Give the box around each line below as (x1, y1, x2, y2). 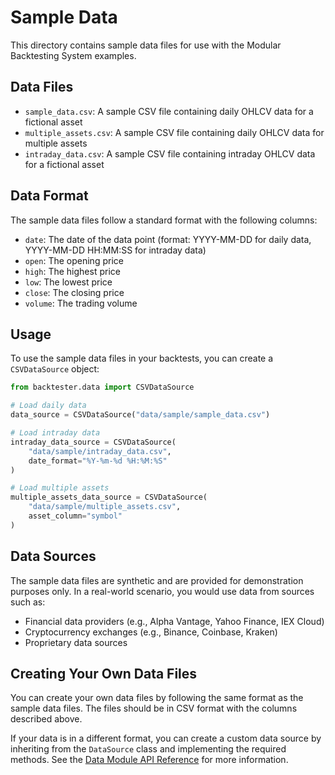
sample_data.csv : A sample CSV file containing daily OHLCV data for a (24, 105, 314, 117)
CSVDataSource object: (10, 363, 100, 375)
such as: (10, 596, 46, 608)
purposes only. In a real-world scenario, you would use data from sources (10, 585, 315, 597)
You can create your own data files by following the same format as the (10, 692, 304, 704)
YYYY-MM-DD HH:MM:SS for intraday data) (24, 244, 207, 256)
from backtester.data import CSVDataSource (10, 382, 195, 393)
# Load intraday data (10, 428, 101, 438)
